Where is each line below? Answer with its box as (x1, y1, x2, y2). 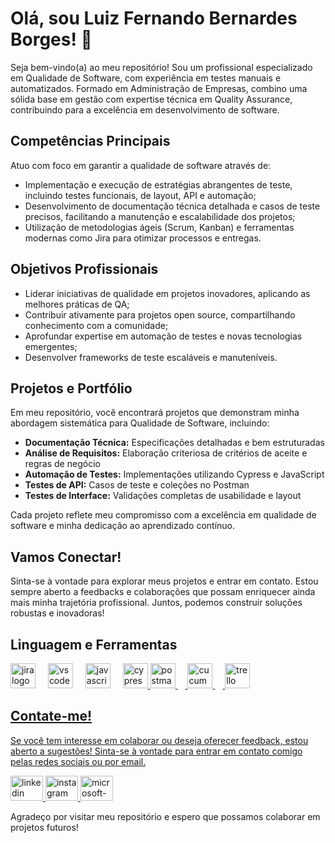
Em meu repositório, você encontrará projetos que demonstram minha (10, 407, 300, 419)
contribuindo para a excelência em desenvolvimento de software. (10, 103, 280, 116)
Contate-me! (10, 708, 93, 725)
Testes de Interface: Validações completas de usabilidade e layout (24, 490, 302, 502)
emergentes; (24, 340, 78, 352)
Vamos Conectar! (10, 548, 122, 566)
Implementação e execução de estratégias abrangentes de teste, (24, 178, 293, 191)
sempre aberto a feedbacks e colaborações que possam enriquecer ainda (10, 586, 316, 598)
